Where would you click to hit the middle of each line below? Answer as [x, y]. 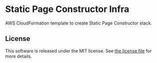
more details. [19, 56]
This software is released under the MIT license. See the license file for [78, 50]
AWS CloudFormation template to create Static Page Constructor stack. [79, 23]
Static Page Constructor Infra [67, 9]
